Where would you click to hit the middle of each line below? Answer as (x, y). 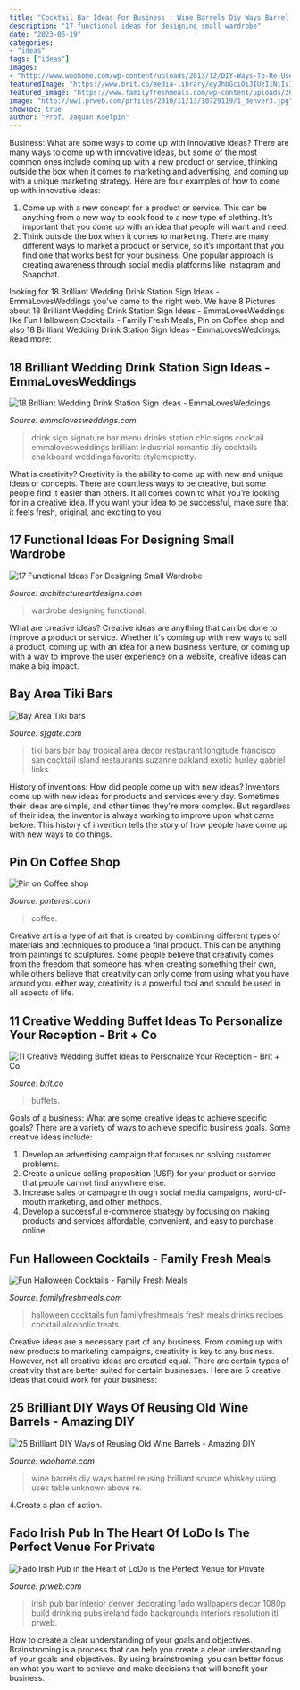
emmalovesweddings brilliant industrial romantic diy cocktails (144, 447)
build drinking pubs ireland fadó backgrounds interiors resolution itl (154, 1613)
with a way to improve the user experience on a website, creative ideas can (148, 656)
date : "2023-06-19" (46, 34)
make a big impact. (44, 666)
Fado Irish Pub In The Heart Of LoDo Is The (129, 1533)
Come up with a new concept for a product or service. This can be (145, 208)
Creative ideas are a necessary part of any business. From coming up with (146, 1342)
